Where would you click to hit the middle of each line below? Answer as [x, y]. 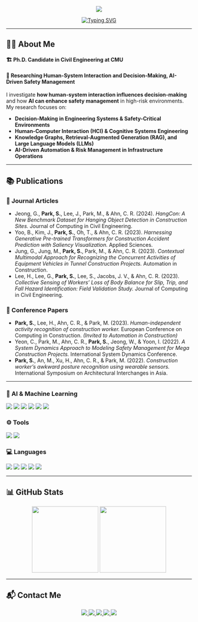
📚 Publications [35, 181]
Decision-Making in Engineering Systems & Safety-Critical [88, 119]
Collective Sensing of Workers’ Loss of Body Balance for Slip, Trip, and [101, 282]
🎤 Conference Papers [37, 310]
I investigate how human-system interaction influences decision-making [97, 95]
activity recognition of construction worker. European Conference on [98, 329]
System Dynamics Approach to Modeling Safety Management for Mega [102, 348]
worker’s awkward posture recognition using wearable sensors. [92, 367]
